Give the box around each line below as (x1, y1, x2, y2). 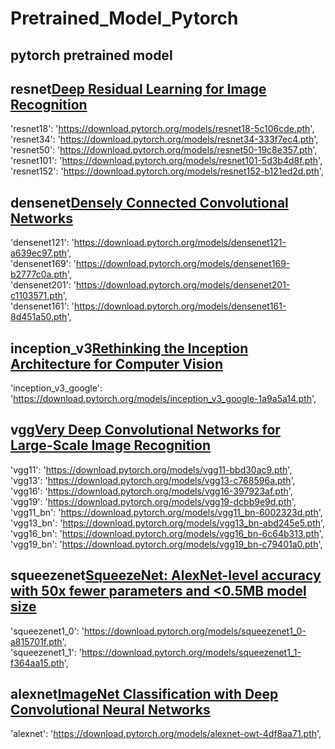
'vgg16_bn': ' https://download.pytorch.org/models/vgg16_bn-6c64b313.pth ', (10, 527, 324, 539)
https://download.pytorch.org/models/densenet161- (74, 300, 287, 312)
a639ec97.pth (10, 247, 68, 259)
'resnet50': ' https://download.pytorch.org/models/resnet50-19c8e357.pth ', (10, 144, 318, 156)
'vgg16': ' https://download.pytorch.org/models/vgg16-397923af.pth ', (10, 485, 293, 497)
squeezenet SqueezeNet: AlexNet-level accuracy (10, 567, 322, 584)
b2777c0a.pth (10, 268, 68, 281)
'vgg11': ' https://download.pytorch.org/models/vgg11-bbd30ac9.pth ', (10, 463, 293, 476)
